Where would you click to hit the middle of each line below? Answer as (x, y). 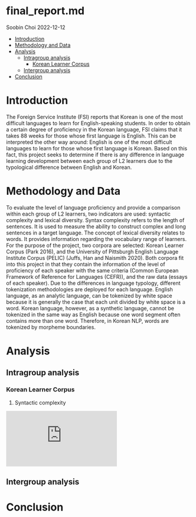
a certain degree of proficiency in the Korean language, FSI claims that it (94, 129)
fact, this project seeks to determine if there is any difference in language (95, 155)
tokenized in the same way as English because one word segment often (93, 314)
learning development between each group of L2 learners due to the (89, 160)
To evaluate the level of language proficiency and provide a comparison (93, 207)
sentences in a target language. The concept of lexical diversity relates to (95, 233)
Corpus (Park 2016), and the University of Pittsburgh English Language (92, 251)
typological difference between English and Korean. (69, 167)
